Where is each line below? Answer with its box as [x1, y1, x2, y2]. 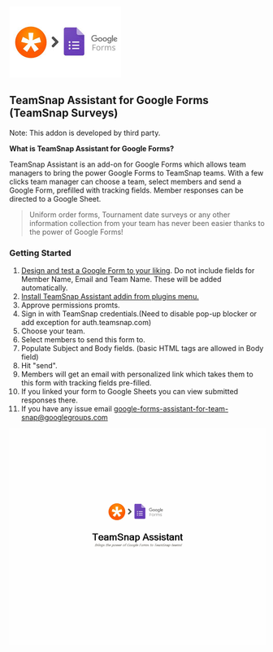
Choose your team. [20, 326, 85, 336]
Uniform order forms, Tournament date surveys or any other [28, 210, 231, 220]
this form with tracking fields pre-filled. [20, 378, 152, 388]
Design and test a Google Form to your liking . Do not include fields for [20, 266, 255, 276]
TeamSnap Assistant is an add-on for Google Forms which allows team [9, 159, 246, 169]
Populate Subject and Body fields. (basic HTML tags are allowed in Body [20, 344, 264, 354]
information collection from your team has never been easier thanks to [28, 218, 265, 228]
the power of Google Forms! [28, 227, 124, 237]
